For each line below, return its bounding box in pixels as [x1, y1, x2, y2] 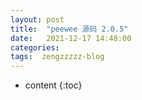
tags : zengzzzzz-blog [10, 52, 105, 62]
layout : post [10, 14, 65, 25]
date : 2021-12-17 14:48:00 [10, 33, 132, 43]
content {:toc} [24, 79, 83, 91]
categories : [10, 42, 60, 53]
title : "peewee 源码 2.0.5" [10, 24, 129, 34]
